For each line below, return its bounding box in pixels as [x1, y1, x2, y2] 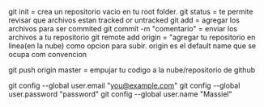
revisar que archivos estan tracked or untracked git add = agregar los [8, 15, 241, 25]
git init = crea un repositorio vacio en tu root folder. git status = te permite [8, 7, 253, 16]
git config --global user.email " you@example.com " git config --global [8, 80, 241, 90]
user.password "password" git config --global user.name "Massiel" [8, 89, 232, 99]
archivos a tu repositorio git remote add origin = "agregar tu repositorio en [8, 32, 256, 42]
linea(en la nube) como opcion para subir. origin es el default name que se [8, 41, 257, 51]
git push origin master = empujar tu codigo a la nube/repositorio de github [8, 65, 256, 75]
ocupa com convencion [8, 50, 87, 59]
